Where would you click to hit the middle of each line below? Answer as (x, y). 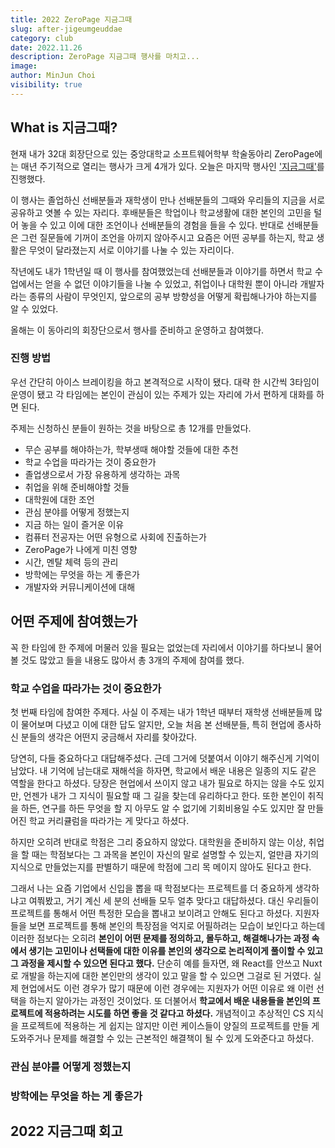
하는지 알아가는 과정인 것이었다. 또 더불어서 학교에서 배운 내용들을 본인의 (169, 1000)
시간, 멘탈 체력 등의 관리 (71, 562)
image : (24, 66)
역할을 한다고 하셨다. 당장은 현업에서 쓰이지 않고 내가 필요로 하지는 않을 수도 (158, 783)
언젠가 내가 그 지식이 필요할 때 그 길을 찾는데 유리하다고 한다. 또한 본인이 (164, 795)
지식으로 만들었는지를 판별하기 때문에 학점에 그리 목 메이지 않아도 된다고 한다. (161, 867)
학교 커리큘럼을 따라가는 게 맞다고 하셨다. (109, 820)
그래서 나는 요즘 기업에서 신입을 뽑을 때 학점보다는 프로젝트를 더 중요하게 (151, 888)
